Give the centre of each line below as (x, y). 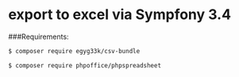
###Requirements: (39, 37)
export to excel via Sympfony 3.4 (120, 15)
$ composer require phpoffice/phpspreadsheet (85, 65)
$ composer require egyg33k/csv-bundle (74, 51)
